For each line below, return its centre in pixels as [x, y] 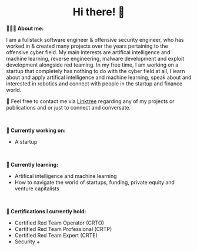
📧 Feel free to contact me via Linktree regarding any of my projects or [90, 101]
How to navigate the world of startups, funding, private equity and [95, 182]
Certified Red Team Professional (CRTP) [63, 229]
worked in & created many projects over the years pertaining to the [87, 46]
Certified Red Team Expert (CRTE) [56, 235]
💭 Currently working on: [36, 130]
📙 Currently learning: [32, 164]
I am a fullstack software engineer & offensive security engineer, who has [95, 39]
